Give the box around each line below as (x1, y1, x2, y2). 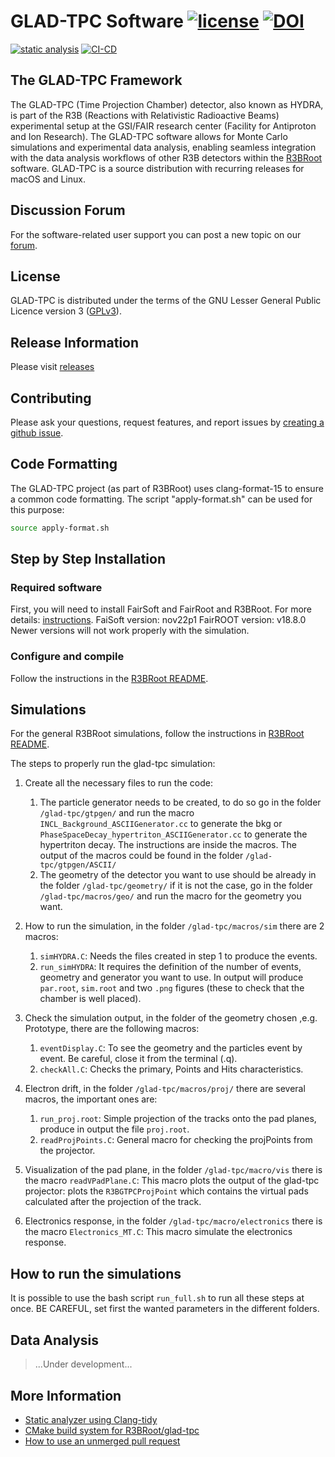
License (10, 268, 61, 285)
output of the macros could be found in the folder (39, 850, 244, 862)
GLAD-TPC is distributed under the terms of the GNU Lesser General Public (10, 295, 322, 307)
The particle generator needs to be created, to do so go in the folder (39, 796, 322, 809)
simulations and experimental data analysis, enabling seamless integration (10, 141, 317, 153)
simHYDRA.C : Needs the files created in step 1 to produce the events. (39, 950, 318, 962)
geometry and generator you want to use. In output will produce (39, 971, 304, 984)
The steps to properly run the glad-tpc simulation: (10, 758, 216, 770)
